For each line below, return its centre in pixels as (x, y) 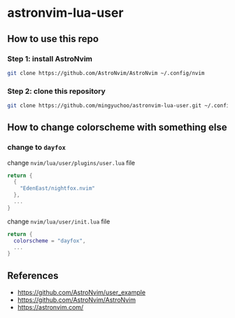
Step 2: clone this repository (57, 91)
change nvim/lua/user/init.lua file (59, 221)
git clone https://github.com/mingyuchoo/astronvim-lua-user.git (104, 106)
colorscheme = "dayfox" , (50, 241)
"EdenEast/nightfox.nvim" (58, 188)
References (33, 276)
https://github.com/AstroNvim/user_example (81, 293)
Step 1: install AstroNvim (50, 59)
